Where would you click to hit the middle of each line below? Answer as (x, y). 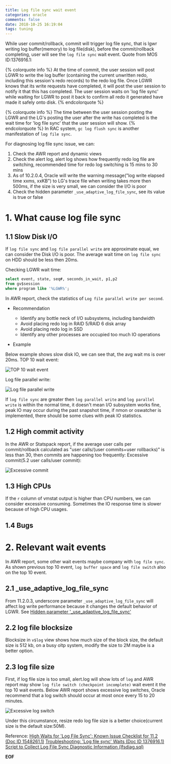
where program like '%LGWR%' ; (38, 288)
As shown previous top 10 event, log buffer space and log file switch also (86, 567)
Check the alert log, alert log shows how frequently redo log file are (83, 159)
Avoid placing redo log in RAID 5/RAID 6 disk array (73, 323)
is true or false (28, 197)
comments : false (22, 19)
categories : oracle (26, 15)
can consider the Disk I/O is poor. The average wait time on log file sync (83, 254)
